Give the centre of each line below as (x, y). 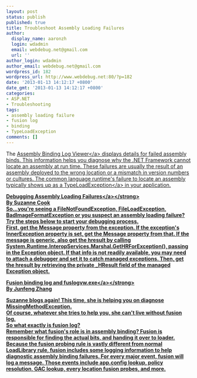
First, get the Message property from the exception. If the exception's (93, 227)
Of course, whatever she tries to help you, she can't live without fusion (94, 312)
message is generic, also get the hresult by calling (68, 240)
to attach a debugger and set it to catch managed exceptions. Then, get (95, 258)
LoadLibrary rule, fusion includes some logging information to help (89, 350)
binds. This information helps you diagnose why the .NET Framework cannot (98, 160)
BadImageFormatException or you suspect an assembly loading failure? (96, 215)
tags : (13, 110)
